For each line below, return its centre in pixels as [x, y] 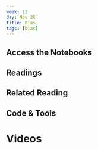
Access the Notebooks [49, 52]
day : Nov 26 [21, 17]
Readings [24, 73]
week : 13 [17, 12]
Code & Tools [31, 113]
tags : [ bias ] [22, 28]
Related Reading [37, 93]
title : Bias [21, 23]
